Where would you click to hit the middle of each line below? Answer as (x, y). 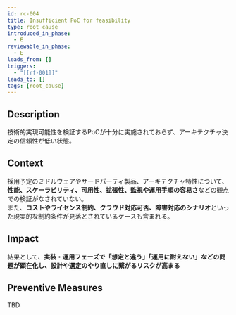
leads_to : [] (26, 79)
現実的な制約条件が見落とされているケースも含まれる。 (93, 216)
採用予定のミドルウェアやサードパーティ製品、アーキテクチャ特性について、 (118, 181)
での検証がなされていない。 (48, 198)
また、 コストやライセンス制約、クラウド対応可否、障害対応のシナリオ (109, 207)
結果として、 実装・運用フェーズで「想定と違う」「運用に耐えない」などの (113, 257)
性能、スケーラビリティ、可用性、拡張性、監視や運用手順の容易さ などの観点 (118, 190)
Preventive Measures (55, 288)
